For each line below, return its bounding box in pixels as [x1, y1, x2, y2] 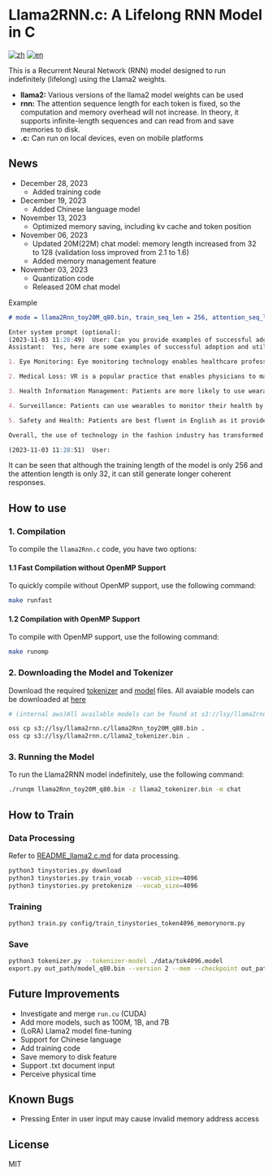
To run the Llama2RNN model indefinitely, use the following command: [8, 770, 245, 779]
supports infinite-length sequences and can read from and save [19, 115, 234, 125]
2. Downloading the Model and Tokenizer [8, 667, 174, 679]
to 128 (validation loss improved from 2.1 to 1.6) [32, 247, 189, 257]
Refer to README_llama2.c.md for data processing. [8, 851, 180, 861]
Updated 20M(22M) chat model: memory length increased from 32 [32, 238, 257, 249]
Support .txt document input [19, 1060, 115, 1070]
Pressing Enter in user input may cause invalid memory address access [19, 1114, 260, 1124]
